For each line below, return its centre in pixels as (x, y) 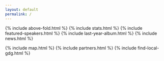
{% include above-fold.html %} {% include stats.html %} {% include (74, 28)
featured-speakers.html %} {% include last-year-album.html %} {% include (81, 33)
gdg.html (14, 53)
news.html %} (19, 38)
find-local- (148, 48)
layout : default (22, 10)
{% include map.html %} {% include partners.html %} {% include (71, 48)
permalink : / (18, 14)
